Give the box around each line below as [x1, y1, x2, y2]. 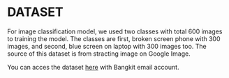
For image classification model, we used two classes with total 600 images [7, 27, 223, 36]
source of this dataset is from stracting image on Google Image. [7, 49, 191, 58]
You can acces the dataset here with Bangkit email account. [7, 63, 179, 71]
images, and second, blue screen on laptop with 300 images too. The [7, 42, 207, 50]
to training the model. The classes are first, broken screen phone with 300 [7, 34, 221, 42]
